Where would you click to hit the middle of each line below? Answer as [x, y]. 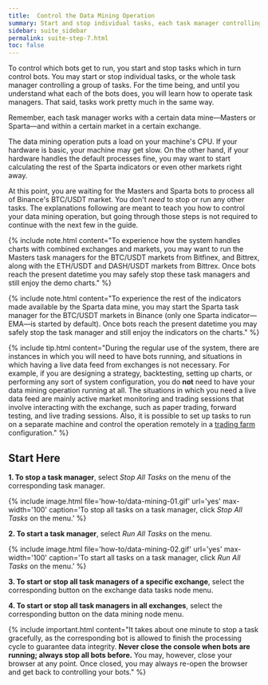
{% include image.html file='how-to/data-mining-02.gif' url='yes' [115, 549]
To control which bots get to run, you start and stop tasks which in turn [125, 68]
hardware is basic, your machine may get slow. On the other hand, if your [128, 150]
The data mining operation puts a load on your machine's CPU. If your [123, 141]
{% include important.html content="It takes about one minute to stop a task [134, 629]
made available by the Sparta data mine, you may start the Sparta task [124, 307]
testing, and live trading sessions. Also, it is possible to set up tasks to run [130, 416]
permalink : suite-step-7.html [59, 38]
